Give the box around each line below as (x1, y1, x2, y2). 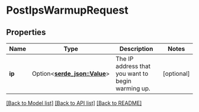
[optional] (162, 69, 190, 78)
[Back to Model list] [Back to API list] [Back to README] (6, 100, 142, 107)
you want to (115, 69, 149, 78)
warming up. (115, 84, 151, 92)
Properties (6, 27, 46, 37)
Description (119, 45, 153, 53)
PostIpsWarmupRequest (6, 4, 129, 17)
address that (115, 62, 151, 70)
